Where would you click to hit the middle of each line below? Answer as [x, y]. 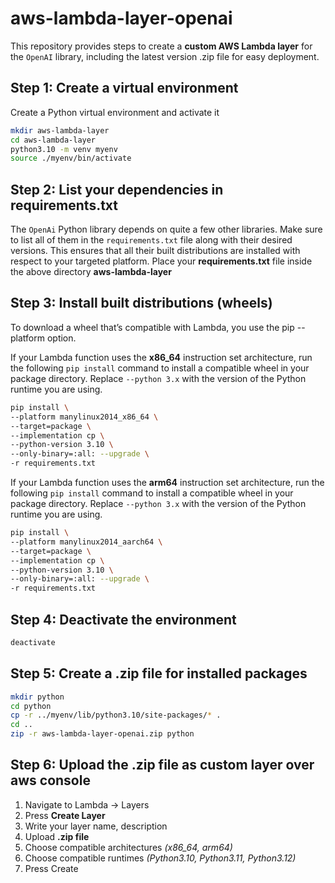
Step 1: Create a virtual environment [124, 88]
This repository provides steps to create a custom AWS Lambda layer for [161, 46]
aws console [50, 780]
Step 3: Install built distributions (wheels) [141, 303]
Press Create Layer [65, 815]
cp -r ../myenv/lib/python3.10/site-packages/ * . [116, 715]
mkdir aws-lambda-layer [60, 130]
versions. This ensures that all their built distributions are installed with [155, 251]
